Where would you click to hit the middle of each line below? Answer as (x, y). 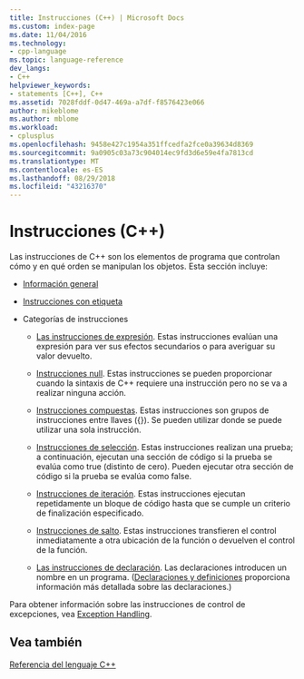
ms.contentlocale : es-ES (56, 170)
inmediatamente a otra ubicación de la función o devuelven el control (165, 540)
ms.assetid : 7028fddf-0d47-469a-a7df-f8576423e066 (107, 102)
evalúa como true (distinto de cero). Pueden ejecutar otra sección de (165, 467)
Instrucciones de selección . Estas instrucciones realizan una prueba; (165, 448)
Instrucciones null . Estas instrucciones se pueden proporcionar (154, 374)
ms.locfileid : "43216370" (58, 187)
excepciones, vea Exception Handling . (81, 615)
